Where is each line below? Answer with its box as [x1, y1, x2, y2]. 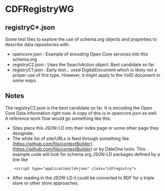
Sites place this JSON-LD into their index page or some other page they [12, 125, 159, 131]
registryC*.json [5, 23, 55, 32]
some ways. [12, 78, 37, 83]
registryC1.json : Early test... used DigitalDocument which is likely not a [12, 67, 157, 73]
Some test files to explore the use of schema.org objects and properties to [5, 36, 157, 42]
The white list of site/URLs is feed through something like [12, 135, 129, 142]
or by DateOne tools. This [93, 146, 146, 152]
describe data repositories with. [5, 42, 70, 48]
